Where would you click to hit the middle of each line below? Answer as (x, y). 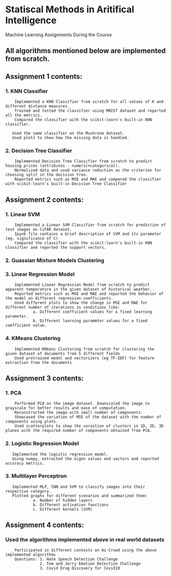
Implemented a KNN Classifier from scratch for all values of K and (89, 102)
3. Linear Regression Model (40, 274)
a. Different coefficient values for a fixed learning (92, 312)
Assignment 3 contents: (45, 378)
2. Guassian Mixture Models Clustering (55, 260)
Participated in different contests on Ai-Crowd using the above (86, 550)
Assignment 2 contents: (45, 199)
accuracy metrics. (25, 463)
